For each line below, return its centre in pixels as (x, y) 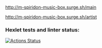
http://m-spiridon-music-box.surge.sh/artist (51, 17)
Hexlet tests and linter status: (42, 29)
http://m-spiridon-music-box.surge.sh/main (51, 7)
